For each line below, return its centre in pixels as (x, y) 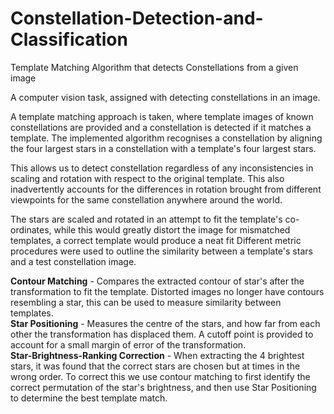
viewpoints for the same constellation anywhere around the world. (146, 199)
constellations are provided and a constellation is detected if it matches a (161, 127)
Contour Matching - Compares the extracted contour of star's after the (157, 281)
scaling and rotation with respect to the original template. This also (147, 178)
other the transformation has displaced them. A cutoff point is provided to (162, 334)
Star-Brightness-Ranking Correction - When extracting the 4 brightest (157, 355)
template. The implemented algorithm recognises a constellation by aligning (166, 138)
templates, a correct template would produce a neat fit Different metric (156, 240)
